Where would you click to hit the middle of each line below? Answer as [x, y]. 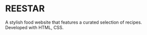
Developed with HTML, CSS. [34, 27]
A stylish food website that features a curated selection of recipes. [74, 22]
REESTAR [25, 9]
